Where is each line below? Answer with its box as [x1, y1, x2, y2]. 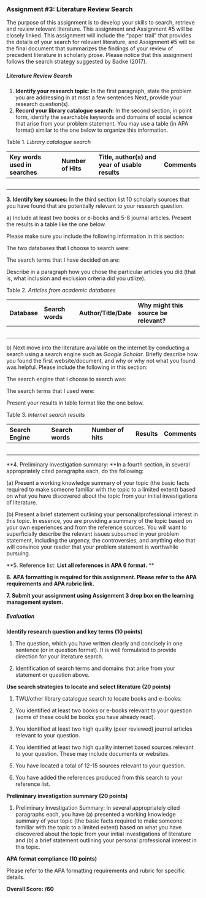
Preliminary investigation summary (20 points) [6, 793, 128, 800]
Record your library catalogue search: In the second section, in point [15, 107, 192, 115]
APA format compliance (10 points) [6, 855, 97, 862]
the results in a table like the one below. [6, 221, 106, 228]
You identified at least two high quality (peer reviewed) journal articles [15, 725, 193, 732]
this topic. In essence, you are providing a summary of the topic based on [6, 517, 193, 525]
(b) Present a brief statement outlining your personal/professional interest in [6, 511, 198, 518]
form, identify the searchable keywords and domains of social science [15, 113, 193, 121]
